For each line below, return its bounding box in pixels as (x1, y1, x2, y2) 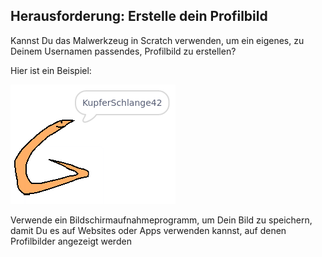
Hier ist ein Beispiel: (10, 64, 92, 76)
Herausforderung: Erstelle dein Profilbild (10, 8, 268, 25)
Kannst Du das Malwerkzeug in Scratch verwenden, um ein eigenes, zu (10, 34, 305, 46)
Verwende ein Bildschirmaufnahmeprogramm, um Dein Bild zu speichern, (10, 214, 313, 226)
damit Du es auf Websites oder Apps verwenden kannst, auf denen (10, 224, 287, 236)
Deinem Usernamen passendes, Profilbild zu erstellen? (10, 45, 237, 57)
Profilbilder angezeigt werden (10, 235, 132, 247)
